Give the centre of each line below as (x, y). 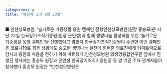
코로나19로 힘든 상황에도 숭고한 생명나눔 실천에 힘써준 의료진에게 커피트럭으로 (86, 48)
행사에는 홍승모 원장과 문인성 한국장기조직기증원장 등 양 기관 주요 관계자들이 (88, 60)
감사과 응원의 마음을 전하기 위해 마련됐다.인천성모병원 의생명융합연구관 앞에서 (81, 54)
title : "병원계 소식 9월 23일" (34, 14)
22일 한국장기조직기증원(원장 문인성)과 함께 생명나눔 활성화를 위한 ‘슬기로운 (84, 35)
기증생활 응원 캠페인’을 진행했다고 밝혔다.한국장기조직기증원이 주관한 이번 (77, 41)
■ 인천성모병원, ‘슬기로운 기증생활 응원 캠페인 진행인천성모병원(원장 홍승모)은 (81, 29)
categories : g (20, 10)
